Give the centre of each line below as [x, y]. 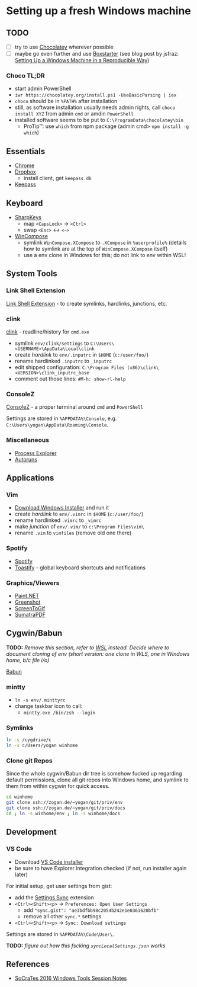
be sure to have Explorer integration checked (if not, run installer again [101, 868]
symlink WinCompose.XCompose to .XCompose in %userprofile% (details [105, 243]
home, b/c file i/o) [28, 660]
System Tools [32, 274]
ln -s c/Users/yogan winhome [42, 746]
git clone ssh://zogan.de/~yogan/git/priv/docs [66, 808]
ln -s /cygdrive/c [29, 740]
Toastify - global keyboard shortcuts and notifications [80, 568]
